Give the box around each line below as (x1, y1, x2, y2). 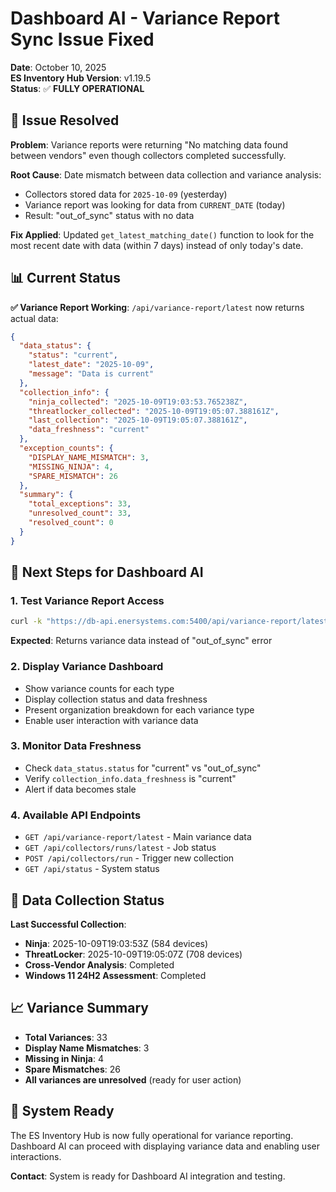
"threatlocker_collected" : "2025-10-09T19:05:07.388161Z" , (28, 406, 280, 416)
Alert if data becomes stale (24, 783, 137, 795)
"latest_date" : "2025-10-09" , (28, 360, 155, 370)
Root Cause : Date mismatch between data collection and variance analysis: (10, 168, 322, 181)
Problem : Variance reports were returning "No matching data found (10, 138, 289, 151)
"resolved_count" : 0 (28, 518, 114, 528)
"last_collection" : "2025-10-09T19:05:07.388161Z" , (28, 415, 248, 426)
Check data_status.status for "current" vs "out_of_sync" (24, 762, 262, 774)
